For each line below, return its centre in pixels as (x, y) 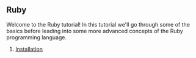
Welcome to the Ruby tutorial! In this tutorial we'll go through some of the (98, 24)
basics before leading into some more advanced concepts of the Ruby (95, 31)
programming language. (37, 37)
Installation (29, 49)
